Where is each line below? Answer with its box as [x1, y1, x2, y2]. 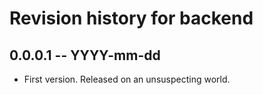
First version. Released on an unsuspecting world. [23, 73, 231, 85]
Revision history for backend [9, 7, 254, 30]
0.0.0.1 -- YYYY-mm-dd [9, 47, 161, 64]
